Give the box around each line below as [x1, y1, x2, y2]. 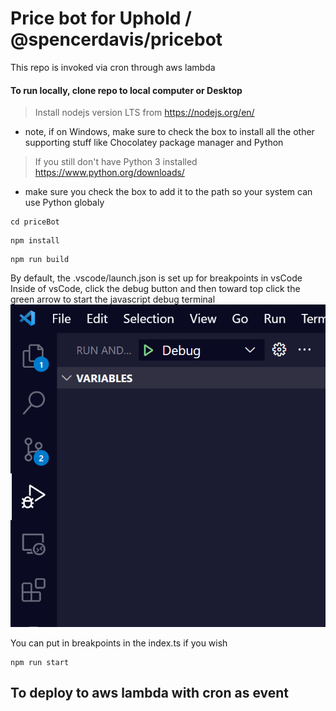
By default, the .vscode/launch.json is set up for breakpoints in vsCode [10, 272, 303, 284]
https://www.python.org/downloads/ [34, 167, 185, 179]
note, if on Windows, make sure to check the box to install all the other [24, 126, 315, 138]
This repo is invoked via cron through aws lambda [10, 61, 216, 73]
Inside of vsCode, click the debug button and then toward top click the [10, 283, 301, 295]
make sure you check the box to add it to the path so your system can [24, 186, 313, 198]
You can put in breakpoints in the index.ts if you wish [10, 637, 228, 649]
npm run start [10, 657, 70, 667]
